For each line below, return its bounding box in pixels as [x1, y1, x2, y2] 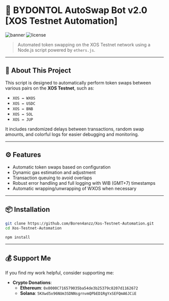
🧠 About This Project [5, 66, 71, 75]
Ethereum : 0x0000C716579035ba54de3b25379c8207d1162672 [20, 284, 138, 291]
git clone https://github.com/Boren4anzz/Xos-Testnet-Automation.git [5, 221, 154, 226]
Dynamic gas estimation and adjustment [12, 169, 96, 175]
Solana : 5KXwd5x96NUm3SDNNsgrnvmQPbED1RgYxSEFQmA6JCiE [20, 290, 137, 296]
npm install [5, 235, 30, 240]
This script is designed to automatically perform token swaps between [5, 80, 151, 86]
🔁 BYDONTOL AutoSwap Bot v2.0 [5, 5, 147, 16]
